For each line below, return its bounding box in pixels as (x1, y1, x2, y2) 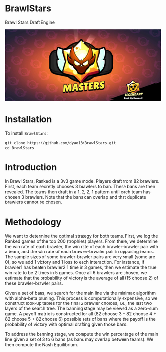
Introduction (5, 162, 57, 173)
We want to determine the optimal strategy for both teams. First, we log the (5, 233, 158, 239)
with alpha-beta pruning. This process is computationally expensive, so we (5, 295, 158, 301)
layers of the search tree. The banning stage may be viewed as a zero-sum (5, 305, 158, 312)
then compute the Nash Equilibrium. (5, 342, 78, 348)
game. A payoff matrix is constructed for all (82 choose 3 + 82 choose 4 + (5, 311, 157, 317)
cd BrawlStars (5, 146, 35, 151)
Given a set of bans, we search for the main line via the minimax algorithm (5, 290, 156, 296)
